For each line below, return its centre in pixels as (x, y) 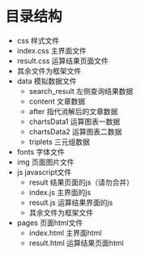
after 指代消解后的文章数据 (73, 111)
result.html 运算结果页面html (76, 243)
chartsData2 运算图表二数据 (75, 131)
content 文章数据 (57, 101)
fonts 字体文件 (41, 151)
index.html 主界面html (65, 232)
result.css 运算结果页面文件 (62, 61)
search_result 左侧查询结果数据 (81, 91)
